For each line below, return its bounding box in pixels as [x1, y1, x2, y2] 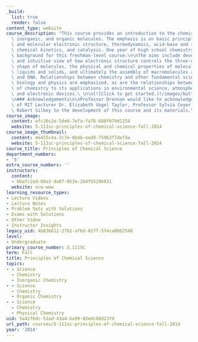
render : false [11, 19, 46, 25]
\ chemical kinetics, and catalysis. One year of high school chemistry [11, 47, 194, 53]
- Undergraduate [6, 239, 46, 245]
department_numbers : [6, 151, 57, 157]
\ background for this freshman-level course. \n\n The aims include [11, 52, 181, 58]
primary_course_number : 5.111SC [6, 244, 85, 251]
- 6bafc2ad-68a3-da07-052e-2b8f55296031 [11, 179, 112, 185]
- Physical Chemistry [11, 310, 65, 316]
